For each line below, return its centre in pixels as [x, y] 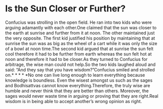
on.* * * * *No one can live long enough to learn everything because [75, 75]
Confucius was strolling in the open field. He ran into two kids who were [79, 22]
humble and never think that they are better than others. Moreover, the [77, 91]
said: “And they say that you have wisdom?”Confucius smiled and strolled [80, 69]
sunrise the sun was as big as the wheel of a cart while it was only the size [81, 43]
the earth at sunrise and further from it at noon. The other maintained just [80, 33]
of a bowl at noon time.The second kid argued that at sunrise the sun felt [79, 49]
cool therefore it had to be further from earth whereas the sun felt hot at [79, 54]
